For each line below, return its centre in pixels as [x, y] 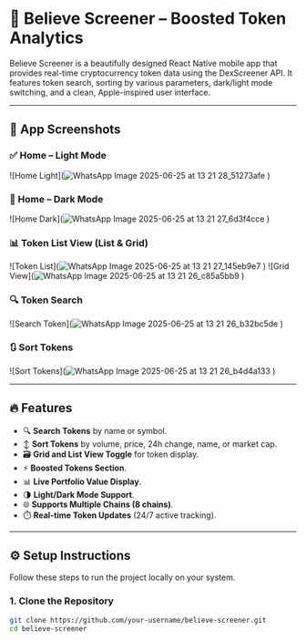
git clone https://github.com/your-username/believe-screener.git [138, 620]
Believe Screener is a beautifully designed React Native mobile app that [143, 63]
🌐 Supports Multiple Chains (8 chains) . [98, 504]
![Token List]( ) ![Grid [149, 266]
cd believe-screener [49, 628]
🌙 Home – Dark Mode [56, 199]
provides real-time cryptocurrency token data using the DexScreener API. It [151, 73]
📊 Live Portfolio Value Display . [82, 481]
